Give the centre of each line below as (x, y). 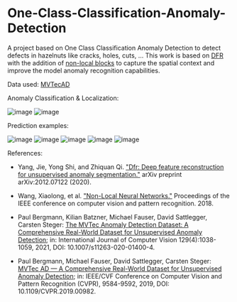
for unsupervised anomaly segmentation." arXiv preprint (100, 174)
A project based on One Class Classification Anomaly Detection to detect (114, 48)
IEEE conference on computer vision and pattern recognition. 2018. (116, 203)
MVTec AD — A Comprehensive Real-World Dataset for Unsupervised (120, 269)
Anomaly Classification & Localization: (63, 98)
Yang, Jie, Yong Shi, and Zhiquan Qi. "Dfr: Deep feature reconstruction (121, 167)
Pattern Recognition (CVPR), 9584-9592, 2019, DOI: (93, 284)
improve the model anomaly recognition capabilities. (84, 70)
